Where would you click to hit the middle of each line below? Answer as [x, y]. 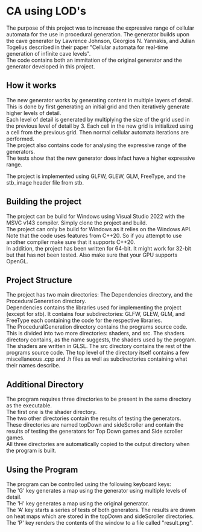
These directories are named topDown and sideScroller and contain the [95, 425]
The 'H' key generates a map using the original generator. [78, 503]
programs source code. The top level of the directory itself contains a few [98, 353]
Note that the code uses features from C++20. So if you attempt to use [94, 235]
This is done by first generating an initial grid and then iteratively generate [98, 107]
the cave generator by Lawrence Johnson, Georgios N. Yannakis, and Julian [100, 41]
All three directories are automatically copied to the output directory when [98, 444]
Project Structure [39, 280]
